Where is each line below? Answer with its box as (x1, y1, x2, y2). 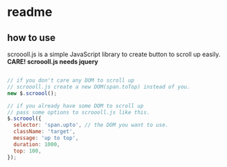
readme (7, 4, 53, 20)
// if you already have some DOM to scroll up (7, 102, 144, 109)
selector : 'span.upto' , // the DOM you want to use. (13, 122, 169, 129)
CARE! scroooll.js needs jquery (7, 58, 98, 66)
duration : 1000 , (13, 141, 60, 148)
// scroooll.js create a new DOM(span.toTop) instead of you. (7, 83, 190, 90)
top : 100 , (13, 147, 42, 155)
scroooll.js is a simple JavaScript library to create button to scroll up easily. (7, 50, 221, 58)
